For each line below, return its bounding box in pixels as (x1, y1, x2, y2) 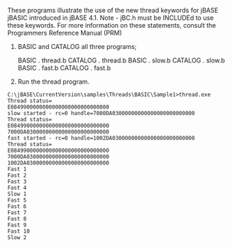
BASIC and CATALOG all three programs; (17, 43, 137, 50)
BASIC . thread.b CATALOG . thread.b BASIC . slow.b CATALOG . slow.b (17, 56, 226, 65)
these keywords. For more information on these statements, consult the (7, 21, 216, 29)
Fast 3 (7, 178, 27, 185)
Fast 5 (7, 197, 27, 204)
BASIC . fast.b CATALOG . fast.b (17, 64, 111, 72)
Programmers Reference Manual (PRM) (7, 28, 122, 37)
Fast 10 (7, 228, 31, 235)
